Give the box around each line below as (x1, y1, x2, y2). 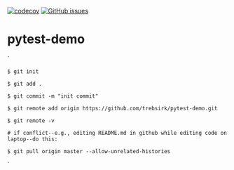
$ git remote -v (7, 117, 55, 124)
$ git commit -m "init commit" (7, 92, 99, 100)
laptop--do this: (7, 136, 58, 143)
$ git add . (7, 80, 42, 87)
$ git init (7, 67, 39, 75)
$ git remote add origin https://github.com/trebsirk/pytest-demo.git (7, 105, 218, 112)
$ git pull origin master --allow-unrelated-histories (7, 148, 171, 155)
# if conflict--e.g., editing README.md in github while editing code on (7, 129, 228, 136)
